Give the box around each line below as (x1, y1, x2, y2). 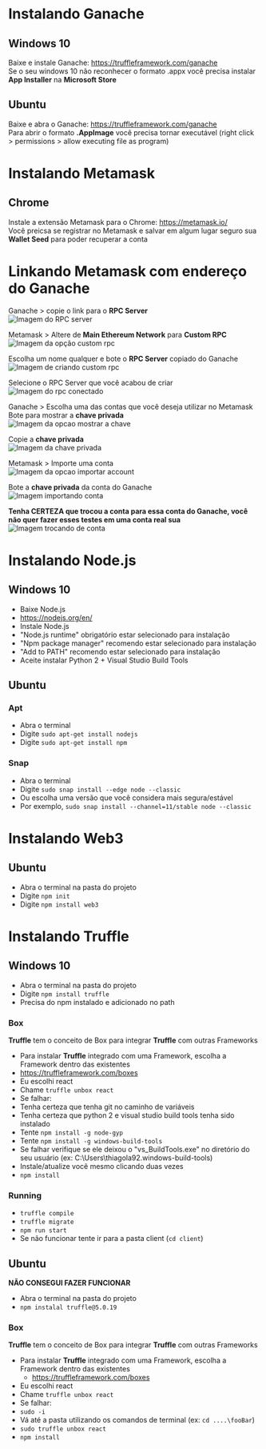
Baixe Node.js (19, 604, 66, 614)
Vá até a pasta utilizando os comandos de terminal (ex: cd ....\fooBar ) (19, 1415, 256, 1425)
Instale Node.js (19, 621, 69, 630)
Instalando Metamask (8, 165, 156, 182)
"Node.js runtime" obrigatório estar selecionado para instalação (19, 630, 230, 639)
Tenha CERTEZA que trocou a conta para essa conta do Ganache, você (8, 506, 248, 516)
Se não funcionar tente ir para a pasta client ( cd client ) (19, 1234, 204, 1243)
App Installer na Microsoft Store (8, 75, 117, 84)
